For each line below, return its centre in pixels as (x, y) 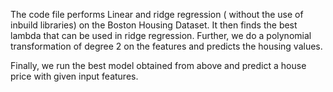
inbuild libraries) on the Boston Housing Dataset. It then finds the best (154, 25)
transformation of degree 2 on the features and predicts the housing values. (166, 46)
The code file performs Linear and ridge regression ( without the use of (157, 14)
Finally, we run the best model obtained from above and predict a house (158, 65)
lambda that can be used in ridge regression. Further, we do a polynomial (161, 35)
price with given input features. (74, 76)
